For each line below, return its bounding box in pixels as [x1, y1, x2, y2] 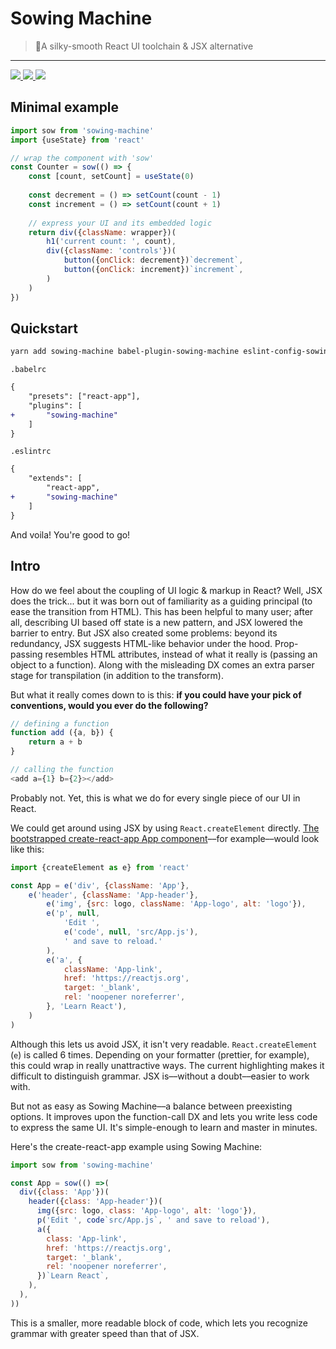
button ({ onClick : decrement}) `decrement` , [63, 255, 244, 266]
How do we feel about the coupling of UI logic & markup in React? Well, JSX [10, 584, 323, 596]
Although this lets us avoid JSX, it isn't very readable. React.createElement [10, 1038, 318, 1050]
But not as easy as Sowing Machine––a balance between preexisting [10, 1100, 293, 1112]
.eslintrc [10, 447, 52, 457]
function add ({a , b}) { [10, 728, 114, 738]
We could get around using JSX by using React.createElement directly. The [10, 822, 320, 834]
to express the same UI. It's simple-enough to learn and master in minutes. [10, 1121, 318, 1133]
